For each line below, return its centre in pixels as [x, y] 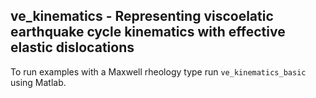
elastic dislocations [72, 47]
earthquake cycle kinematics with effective [148, 32]
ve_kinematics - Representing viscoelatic [142, 16]
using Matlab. [38, 82]
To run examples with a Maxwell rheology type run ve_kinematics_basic [158, 71]
